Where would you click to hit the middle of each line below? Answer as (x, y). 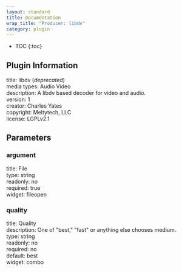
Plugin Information (42, 65)
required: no (22, 249)
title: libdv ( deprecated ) (36, 80)
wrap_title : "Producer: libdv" (46, 23)
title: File (17, 169)
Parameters (29, 138)
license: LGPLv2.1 (28, 119)
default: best (22, 256)
